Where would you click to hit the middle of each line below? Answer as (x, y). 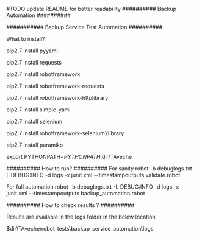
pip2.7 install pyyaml (32, 51)
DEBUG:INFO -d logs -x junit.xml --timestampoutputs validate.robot (96, 175)
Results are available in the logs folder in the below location (81, 217)
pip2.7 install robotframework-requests (56, 86)
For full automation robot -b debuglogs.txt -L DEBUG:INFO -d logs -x (93, 187)
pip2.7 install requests (34, 62)
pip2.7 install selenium (34, 121)
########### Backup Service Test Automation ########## (85, 27)
